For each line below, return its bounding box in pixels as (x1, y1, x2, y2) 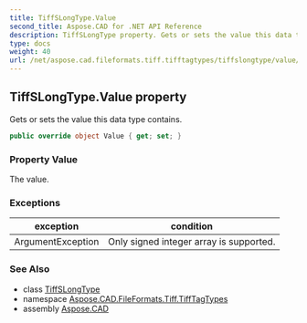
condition (170, 220, 213, 233)
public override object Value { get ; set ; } (9, 131, 182, 141)
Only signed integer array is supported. (108, 235, 276, 248)
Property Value (9, 152, 79, 165)
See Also (9, 263, 50, 276)
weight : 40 (9, 47, 51, 57)
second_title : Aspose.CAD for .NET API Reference (9, 22, 203, 31)
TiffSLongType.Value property (9, 89, 187, 105)
